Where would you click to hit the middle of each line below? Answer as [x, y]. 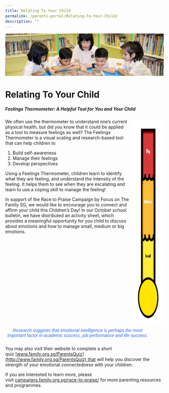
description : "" [22, 21]
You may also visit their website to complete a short [59, 348]
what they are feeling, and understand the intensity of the [65, 179]
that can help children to [30, 143]
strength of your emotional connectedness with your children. [69, 365]
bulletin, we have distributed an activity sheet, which [60, 215]
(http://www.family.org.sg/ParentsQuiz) [46, 359]
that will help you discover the [119, 359]
